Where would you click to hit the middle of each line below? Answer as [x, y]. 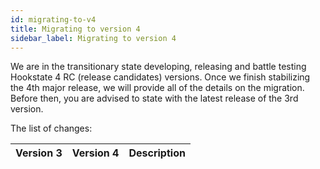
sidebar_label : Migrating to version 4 [93, 38]
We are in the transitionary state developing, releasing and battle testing [158, 67]
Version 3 [39, 153]
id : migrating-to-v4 [53, 19]
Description [157, 153]
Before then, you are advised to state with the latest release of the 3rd [154, 98]
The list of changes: [51, 128]
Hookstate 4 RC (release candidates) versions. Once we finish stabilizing [160, 77]
